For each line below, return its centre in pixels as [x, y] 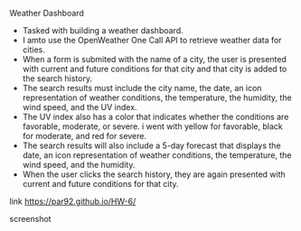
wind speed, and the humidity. [79, 165]
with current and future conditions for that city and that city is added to [155, 69]
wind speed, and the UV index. [80, 107]
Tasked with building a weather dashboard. [103, 30]
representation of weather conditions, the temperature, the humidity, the [157, 97]
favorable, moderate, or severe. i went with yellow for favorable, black [152, 126]
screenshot [30, 219]
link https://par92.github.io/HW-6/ [73, 201]
